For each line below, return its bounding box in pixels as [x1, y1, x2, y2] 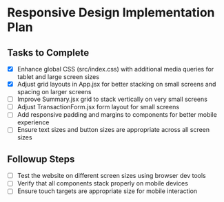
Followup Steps [7, 153, 75, 165]
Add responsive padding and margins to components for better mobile [17, 111, 217, 119]
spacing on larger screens [17, 88, 92, 96]
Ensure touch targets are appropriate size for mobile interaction [17, 187, 198, 195]
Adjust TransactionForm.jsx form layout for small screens [17, 103, 180, 111]
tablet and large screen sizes [17, 73, 100, 81]
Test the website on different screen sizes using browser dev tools [17, 172, 206, 180]
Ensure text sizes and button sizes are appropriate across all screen [17, 126, 210, 134]
